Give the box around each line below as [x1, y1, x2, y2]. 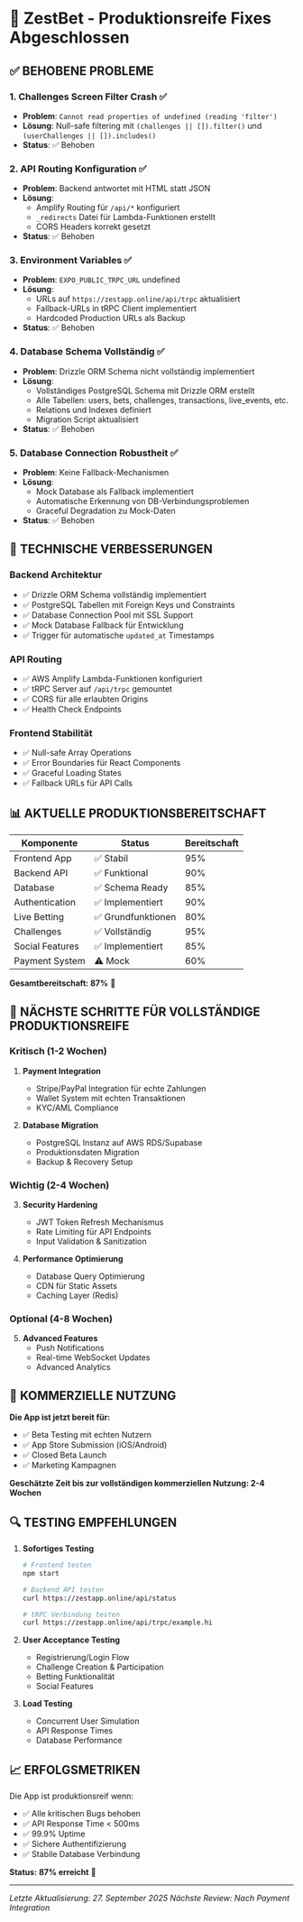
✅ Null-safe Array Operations [22, 748, 133, 759]
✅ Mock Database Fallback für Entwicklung [22, 620, 184, 630]
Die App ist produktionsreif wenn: [9, 1790, 133, 1802]
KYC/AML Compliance [35, 1102, 119, 1113]
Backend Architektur [9, 568, 102, 581]
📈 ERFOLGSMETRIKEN [9, 1762, 141, 1778]
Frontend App [14, 852, 72, 865]
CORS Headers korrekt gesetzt [35, 221, 151, 233]
